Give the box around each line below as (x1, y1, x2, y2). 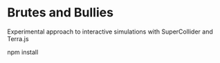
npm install (7, 48, 39, 56)
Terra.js (7, 34, 29, 42)
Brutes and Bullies (7, 5, 114, 21)
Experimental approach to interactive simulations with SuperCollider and (7, 27, 213, 36)
